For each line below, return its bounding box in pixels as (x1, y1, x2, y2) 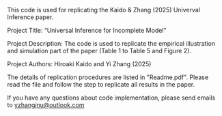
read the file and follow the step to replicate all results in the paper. (7, 81, 195, 88)
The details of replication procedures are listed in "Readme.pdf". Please (7, 73, 209, 81)
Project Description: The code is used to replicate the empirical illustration (7, 40, 216, 47)
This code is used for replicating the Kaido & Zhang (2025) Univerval (7, 6, 200, 14)
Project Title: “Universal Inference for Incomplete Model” (7, 27, 167, 34)
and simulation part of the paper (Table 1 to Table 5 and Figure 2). (7, 47, 191, 55)
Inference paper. (7, 13, 54, 21)
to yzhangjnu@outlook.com (7, 101, 85, 108)
